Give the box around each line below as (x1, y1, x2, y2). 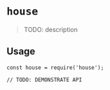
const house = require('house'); (6, 64, 104, 71)
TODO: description (23, 25, 78, 33)
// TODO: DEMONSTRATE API (6, 76, 82, 83)
